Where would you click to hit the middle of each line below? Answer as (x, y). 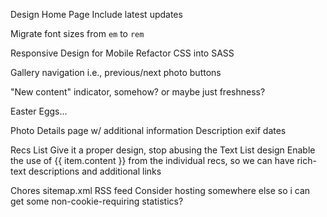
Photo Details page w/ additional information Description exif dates (148, 130)
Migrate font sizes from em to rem (77, 33)
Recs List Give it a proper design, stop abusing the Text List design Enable (163, 150)
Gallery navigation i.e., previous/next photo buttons (116, 72)
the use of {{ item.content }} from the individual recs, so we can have (152, 160)
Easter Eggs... (39, 111)
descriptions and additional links (95, 171)
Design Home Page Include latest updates (96, 14)
